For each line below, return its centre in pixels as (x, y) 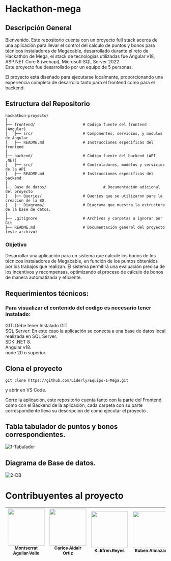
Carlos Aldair (68, 548)
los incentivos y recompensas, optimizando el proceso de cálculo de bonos (84, 272)
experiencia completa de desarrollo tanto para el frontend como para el (80, 82)
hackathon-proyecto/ (27, 115)
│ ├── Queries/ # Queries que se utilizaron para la (84, 196)
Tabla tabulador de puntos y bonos (62, 426)
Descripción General (39, 28)
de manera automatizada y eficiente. (44, 277)
